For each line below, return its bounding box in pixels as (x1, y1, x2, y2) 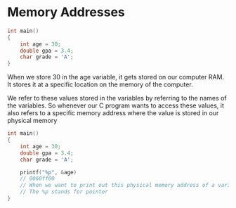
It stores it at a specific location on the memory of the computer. (7, 80, 193, 89)
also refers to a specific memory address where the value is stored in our (7, 109, 219, 117)
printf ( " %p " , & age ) (20, 169, 77, 176)
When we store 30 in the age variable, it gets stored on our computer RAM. (7, 73, 225, 82)
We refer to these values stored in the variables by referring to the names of (7, 94, 227, 103)
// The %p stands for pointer (20, 188, 109, 195)
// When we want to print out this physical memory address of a (20, 182, 216, 189)
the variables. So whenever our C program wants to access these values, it (7, 101, 225, 110)
